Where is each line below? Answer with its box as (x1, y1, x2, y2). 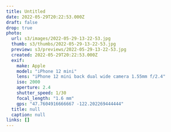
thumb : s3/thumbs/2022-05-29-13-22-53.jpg (11, 41, 116, 47)
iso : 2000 (16, 79, 41, 85)
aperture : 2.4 (16, 85, 51, 91)
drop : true (6, 25, 33, 31)
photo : (6, 30, 22, 36)
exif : (11, 57, 25, 63)
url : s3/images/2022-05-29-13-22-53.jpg (11, 36, 111, 41)
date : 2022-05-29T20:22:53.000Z (6, 14, 85, 20)
